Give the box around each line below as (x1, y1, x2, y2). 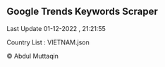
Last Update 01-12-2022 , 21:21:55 (6, 24, 106, 32)
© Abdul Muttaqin (6, 51, 59, 60)
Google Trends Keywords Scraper (6, 6, 158, 18)
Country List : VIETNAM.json (6, 38, 90, 47)
